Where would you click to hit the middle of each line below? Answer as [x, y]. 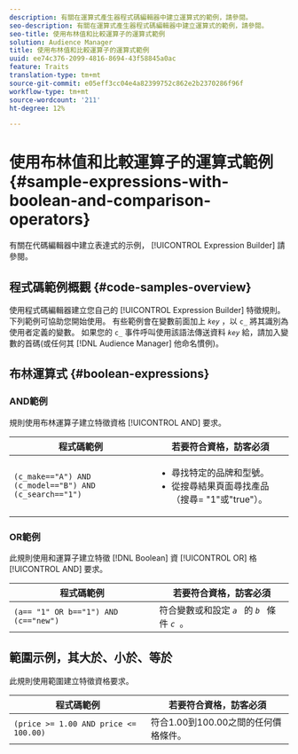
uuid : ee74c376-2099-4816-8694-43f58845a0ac [93, 59]
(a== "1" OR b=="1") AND [66, 612]
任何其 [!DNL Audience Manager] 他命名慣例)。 [137, 343]
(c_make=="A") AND [52, 476]
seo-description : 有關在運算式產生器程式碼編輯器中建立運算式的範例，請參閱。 [139, 26]
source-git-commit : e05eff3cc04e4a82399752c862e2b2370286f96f [126, 83]
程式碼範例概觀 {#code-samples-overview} [130, 287]
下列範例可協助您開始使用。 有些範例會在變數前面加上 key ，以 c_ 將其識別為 [149, 321]
